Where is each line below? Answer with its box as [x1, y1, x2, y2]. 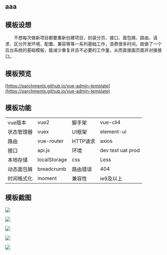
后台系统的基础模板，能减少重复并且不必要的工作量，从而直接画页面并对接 [5, 47, 158, 53]
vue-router [37, 137, 64, 144]
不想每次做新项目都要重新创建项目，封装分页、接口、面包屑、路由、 [14, 35, 153, 41]
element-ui [100, 128, 127, 135]
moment [37, 174, 57, 181]
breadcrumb [37, 165, 67, 172]
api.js [37, 147, 50, 154]
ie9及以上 [100, 175, 123, 182]
